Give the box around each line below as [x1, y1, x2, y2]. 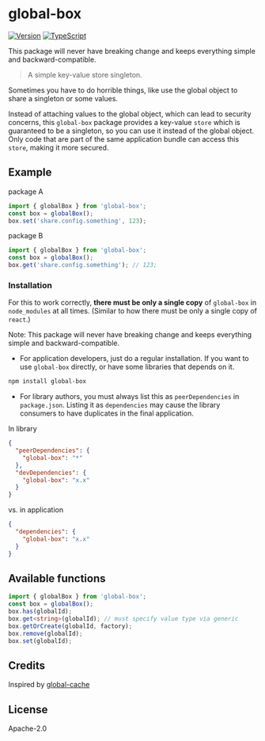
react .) [8, 314, 31, 325]
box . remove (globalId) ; [8, 629, 83, 637]
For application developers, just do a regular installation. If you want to [19, 354, 249, 363]
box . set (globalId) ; [8, 636, 73, 645]
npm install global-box [8, 378, 87, 386]
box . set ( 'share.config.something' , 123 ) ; [8, 217, 147, 225]
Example [8, 165, 52, 179]
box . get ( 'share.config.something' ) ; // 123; [8, 261, 157, 269]
